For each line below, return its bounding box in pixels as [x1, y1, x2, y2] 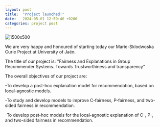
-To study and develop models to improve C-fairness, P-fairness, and [5, 98, 145, 103]
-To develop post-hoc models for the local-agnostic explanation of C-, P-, [5, 112, 154, 118]
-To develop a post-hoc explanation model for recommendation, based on [5, 83, 154, 89]
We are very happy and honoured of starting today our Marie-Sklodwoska [5, 44, 154, 50]
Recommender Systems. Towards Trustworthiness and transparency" [5, 64, 145, 70]
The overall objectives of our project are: [5, 73, 87, 79]
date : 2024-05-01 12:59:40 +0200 [5, 16, 78, 21]
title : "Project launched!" [5, 12, 65, 17]
